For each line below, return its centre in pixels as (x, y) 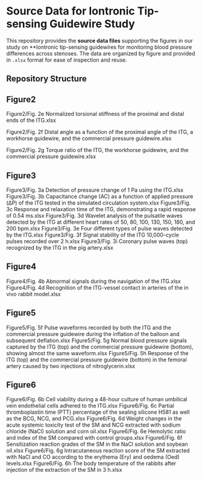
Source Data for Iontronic (71, 11)
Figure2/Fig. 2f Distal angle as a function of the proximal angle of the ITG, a (100, 132)
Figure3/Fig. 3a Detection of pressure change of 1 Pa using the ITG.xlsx (95, 190)
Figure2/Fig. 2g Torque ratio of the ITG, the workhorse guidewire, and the (97, 150)
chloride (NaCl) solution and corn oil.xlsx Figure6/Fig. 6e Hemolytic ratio (96, 431)
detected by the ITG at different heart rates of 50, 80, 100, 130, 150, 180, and (101, 222)
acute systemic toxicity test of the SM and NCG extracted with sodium (93, 425)
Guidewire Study (92, 24)
